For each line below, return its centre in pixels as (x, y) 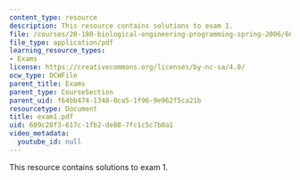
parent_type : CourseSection (62, 92)
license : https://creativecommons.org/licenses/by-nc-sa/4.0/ (127, 68)
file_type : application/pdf (62, 42)
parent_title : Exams (48, 84)
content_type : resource (54, 17)
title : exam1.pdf (42, 117)
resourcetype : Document (54, 109)
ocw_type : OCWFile (43, 76)
